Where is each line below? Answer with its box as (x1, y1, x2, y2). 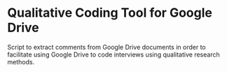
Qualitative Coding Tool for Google (7, 5, 212, 21)
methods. (7, 57, 35, 66)
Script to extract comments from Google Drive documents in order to (7, 43, 207, 51)
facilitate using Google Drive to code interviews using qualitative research (7, 50, 220, 59)
